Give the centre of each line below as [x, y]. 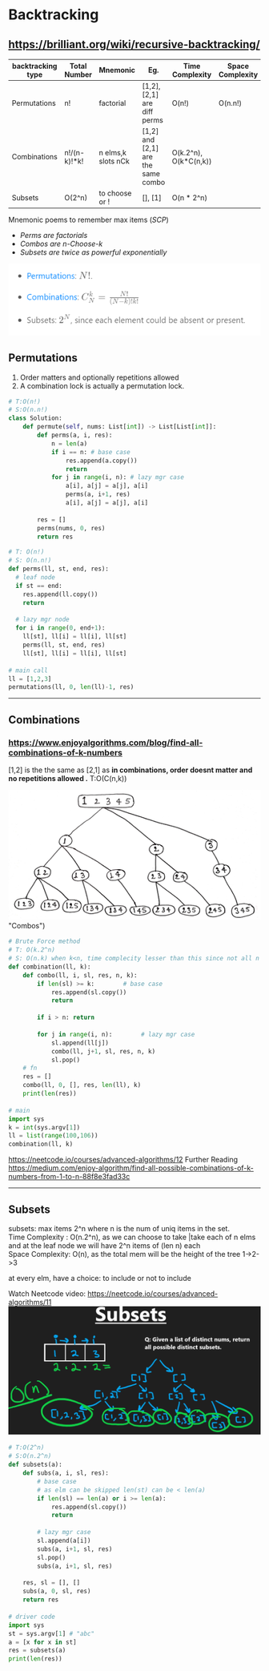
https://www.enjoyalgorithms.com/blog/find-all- [106, 743]
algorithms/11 [30, 1303]
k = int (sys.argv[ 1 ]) [44, 1127]
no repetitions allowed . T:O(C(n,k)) [68, 778]
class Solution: [35, 418]
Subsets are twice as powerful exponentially [93, 252]
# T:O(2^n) [26, 1448]
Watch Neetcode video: [47, 1294]
